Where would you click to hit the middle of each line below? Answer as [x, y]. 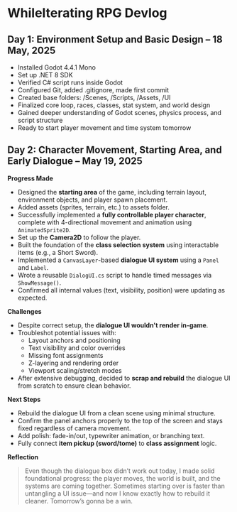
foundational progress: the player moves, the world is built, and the [123, 478]
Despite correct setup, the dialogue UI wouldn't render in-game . [113, 325]
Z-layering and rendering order [73, 363]
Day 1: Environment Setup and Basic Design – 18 [115, 39]
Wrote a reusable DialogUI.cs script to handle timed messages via [115, 275]
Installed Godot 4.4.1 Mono [56, 67]
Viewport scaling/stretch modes [75, 370]
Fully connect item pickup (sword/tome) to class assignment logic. [117, 443]
